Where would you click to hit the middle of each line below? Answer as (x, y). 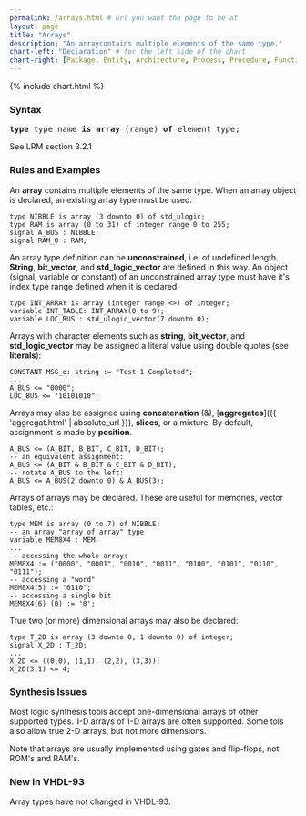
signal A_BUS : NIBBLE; (55, 232)
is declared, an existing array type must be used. (101, 199)
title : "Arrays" (40, 35)
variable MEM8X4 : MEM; (55, 540)
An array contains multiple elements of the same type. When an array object (153, 190)
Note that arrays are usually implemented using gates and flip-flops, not (144, 749)
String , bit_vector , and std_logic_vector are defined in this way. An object (149, 267)
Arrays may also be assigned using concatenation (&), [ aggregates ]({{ (143, 413)
